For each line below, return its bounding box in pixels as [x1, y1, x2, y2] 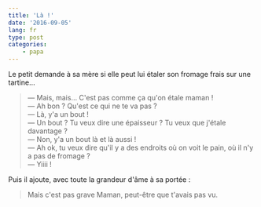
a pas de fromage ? [27, 151, 90, 161]
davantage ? [27, 126, 68, 136]
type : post [8, 33, 44, 42]
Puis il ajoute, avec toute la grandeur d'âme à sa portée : [8, 175, 191, 184]
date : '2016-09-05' [8, 19, 72, 27]
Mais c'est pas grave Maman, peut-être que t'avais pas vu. [27, 190, 219, 199]
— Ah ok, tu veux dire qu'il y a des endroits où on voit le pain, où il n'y [27, 143, 254, 152]
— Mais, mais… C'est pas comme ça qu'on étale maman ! [27, 93, 214, 102]
